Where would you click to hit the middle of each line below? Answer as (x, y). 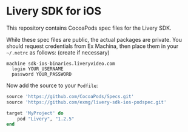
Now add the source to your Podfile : (52, 85)
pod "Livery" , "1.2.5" (46, 119)
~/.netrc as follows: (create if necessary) (58, 52)
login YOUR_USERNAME (38, 69)
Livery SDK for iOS (54, 11)
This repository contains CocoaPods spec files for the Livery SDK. (89, 28)
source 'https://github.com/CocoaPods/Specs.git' (70, 96)
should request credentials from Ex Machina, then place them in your (92, 46)
